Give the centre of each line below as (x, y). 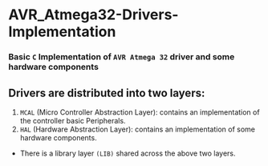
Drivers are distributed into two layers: (107, 93)
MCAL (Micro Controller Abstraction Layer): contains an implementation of (140, 112)
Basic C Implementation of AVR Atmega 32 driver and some (122, 57)
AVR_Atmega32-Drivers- (93, 15)
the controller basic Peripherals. (73, 120)
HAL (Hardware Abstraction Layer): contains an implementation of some (137, 129)
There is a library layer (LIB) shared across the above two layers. (128, 153)
